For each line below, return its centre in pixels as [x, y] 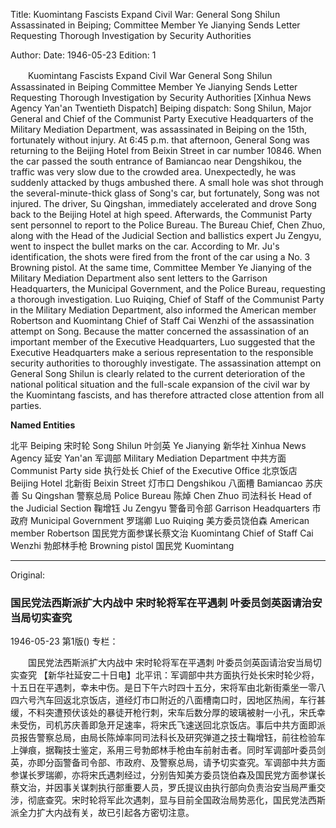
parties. [26, 405]
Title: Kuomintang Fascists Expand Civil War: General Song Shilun [145, 14]
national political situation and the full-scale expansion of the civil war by [160, 384]
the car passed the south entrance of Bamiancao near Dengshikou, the [156, 161]
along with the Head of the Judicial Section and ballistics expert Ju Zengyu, [166, 235]
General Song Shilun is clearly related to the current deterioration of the [158, 373]
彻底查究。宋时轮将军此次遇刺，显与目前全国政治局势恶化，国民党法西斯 [176, 800]
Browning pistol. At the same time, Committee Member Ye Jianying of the [161, 267]
